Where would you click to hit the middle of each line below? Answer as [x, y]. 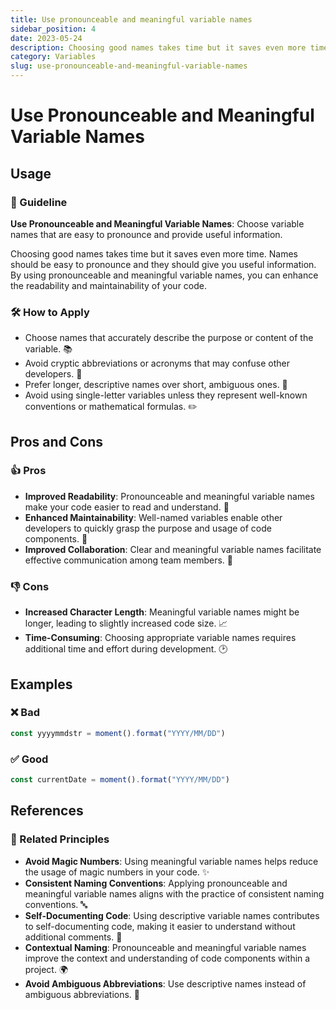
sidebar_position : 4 [53, 29]
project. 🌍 [46, 969]
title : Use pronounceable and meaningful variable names [131, 19]
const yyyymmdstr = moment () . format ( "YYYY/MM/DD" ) [118, 733]
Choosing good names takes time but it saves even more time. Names [154, 253]
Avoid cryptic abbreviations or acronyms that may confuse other [157, 363]
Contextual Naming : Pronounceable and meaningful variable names [165, 947]
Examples [41, 684]
